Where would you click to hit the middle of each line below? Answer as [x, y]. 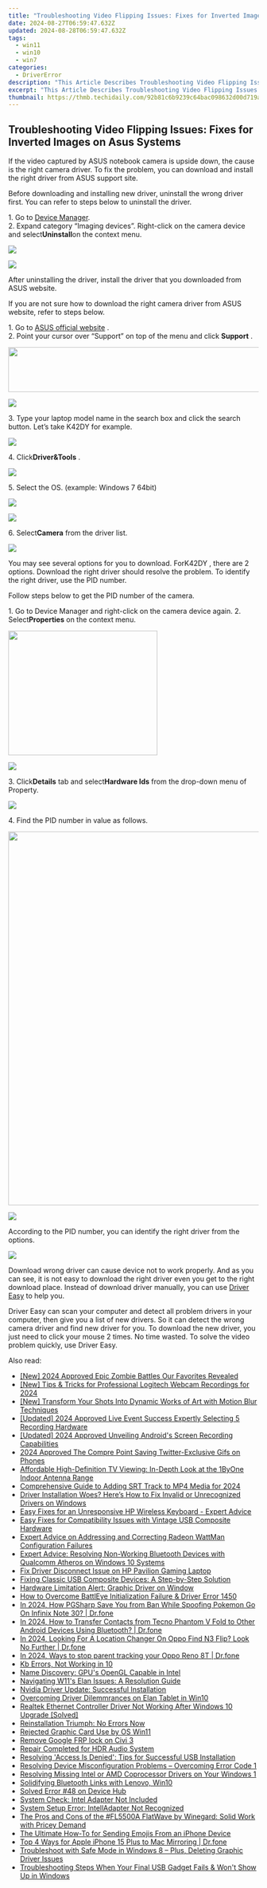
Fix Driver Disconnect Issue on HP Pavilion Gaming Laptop [115, 1571]
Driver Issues [41, 1859]
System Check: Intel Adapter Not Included [89, 1799]
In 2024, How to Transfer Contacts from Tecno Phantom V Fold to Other [137, 1622]
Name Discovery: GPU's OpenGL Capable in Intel [100, 1673]
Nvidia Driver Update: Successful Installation [93, 1689]
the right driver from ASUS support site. [73, 178]
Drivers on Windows [53, 1503]
